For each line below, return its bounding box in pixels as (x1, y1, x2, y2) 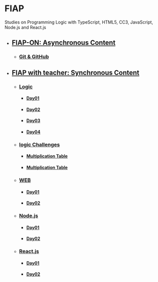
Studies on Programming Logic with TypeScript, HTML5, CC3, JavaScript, (4, 19, 154, 25)
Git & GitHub (19, 53, 49, 60)
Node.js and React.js (4, 24, 46, 30)
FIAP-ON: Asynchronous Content (11, 39, 116, 47)
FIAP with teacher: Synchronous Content (11, 68, 140, 77)
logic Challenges (19, 141, 60, 148)
